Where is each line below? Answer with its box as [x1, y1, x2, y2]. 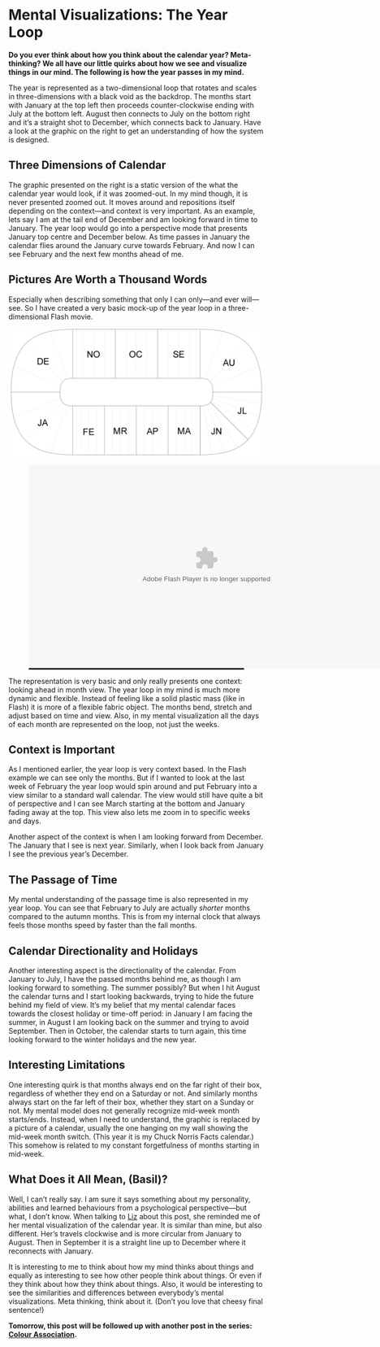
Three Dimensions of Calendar [8, 159, 166, 172]
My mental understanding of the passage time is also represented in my [8, 895, 249, 905]
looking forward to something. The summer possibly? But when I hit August [8, 983, 261, 992]
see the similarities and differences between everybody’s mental [8, 1288, 224, 1297]
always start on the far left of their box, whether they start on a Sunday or [8, 1096, 254, 1107]
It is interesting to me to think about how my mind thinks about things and [8, 1262, 254, 1271]
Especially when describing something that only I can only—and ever [8, 294, 240, 304]
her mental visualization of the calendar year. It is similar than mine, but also [8, 1220, 262, 1230]
